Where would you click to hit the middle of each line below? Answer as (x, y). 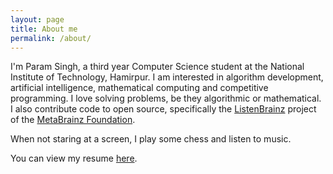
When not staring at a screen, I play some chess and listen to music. (151, 139)
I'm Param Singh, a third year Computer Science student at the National (157, 67)
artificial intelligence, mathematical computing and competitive (139, 88)
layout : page (37, 19)
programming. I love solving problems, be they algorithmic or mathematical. (166, 98)
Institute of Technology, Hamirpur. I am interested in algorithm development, (167, 77)
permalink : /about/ (51, 38)
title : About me (44, 29)
